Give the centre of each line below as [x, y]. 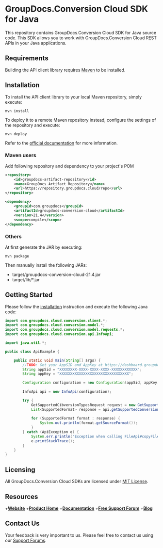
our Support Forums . [26, 540]
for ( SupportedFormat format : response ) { [75, 419]
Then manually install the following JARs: [46, 265]
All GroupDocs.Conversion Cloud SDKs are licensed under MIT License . [77, 482]
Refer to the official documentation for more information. [61, 143]
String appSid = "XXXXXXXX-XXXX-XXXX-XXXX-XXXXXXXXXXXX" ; [82, 370]
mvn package [17, 256]
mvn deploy [16, 134]
